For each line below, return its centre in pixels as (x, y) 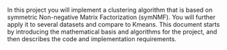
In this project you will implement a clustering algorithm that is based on (110, 10)
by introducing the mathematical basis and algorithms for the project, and (112, 32)
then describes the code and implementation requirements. (92, 39)
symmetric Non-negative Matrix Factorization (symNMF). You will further (111, 17)
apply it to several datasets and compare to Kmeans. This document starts (113, 24)
